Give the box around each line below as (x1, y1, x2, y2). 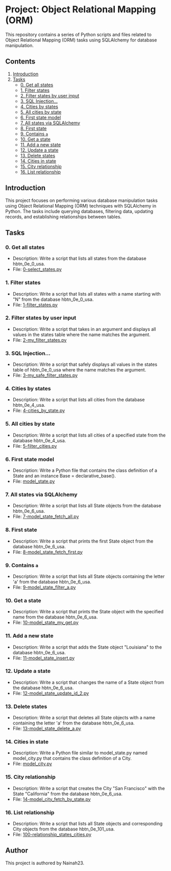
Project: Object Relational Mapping (5, 4, 156, 15)
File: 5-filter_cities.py (12, 443, 57, 449)
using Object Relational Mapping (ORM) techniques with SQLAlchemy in (5, 202, 157, 209)
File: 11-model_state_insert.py (12, 655, 75, 661)
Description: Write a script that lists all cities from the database (12, 397, 145, 403)
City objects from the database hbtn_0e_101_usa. (12, 826, 115, 832)
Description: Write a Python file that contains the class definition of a (12, 467, 157, 473)
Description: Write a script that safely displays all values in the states (12, 361, 157, 367)
